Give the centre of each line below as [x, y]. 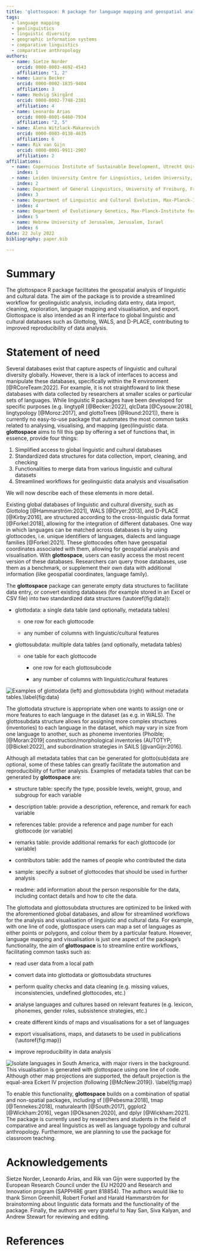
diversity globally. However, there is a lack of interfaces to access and [92, 375]
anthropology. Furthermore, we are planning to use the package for [89, 1132]
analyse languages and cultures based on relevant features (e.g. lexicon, [104, 1004]
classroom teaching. [31, 1138]
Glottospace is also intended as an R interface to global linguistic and [91, 315]
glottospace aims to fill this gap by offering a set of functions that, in [90, 432]
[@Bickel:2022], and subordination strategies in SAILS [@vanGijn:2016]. [94, 747]
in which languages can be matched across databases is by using [87, 530]
